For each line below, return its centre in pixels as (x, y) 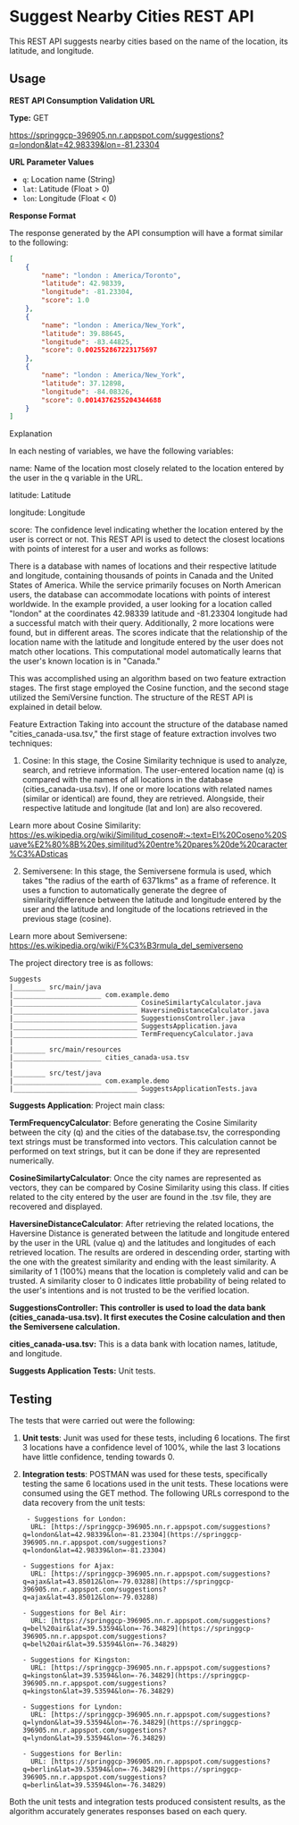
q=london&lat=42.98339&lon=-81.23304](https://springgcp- (132, 1535)
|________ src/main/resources (66, 1050)
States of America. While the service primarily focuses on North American (145, 585)
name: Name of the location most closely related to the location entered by (146, 469)
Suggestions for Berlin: (77, 1754)
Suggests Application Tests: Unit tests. (83, 1371)
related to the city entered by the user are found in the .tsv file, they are (141, 1197)
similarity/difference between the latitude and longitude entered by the (152, 900)
